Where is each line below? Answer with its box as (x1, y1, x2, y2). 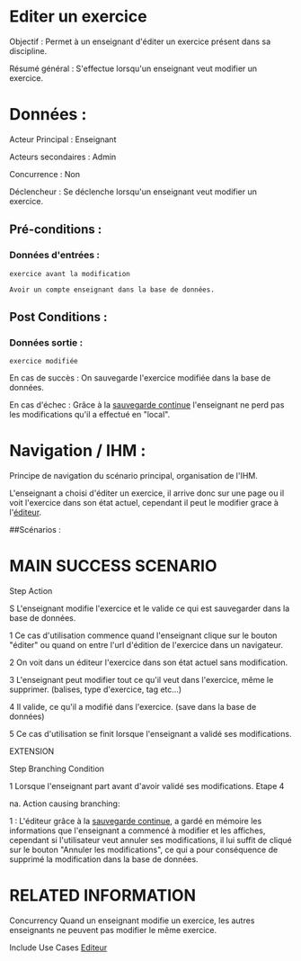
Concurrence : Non (9, 168, 81, 179)
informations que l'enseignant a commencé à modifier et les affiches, (9, 825, 266, 836)
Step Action (9, 586, 53, 597)
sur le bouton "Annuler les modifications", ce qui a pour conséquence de (9, 844, 279, 856)
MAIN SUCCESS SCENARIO (9, 556, 217, 577)
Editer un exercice (9, 6, 147, 27)
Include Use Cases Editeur (9, 942, 108, 953)
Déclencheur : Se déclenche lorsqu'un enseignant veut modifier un (9, 186, 258, 197)
